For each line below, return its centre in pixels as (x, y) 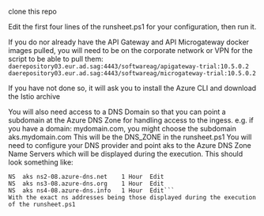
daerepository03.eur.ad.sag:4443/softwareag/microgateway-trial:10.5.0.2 (132, 74)
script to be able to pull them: (56, 59)
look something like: (41, 162)
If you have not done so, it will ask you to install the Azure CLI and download (132, 88)
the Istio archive (34, 97)
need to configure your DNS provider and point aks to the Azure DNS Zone (130, 145)
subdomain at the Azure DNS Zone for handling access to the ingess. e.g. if (131, 120)
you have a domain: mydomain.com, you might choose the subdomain (123, 129)
